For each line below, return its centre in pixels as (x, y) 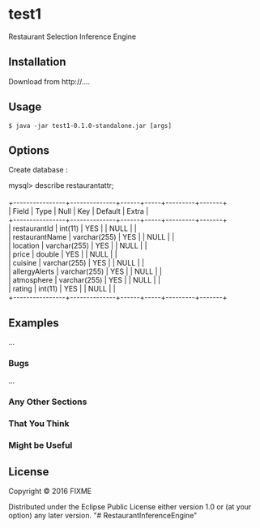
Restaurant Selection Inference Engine (72, 36)
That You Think (39, 424)
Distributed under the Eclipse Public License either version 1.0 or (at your (130, 507)
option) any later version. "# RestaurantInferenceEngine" (103, 516)
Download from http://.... (49, 81)
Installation (37, 62)
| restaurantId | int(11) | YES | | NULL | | (73, 228)
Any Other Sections (48, 402)
